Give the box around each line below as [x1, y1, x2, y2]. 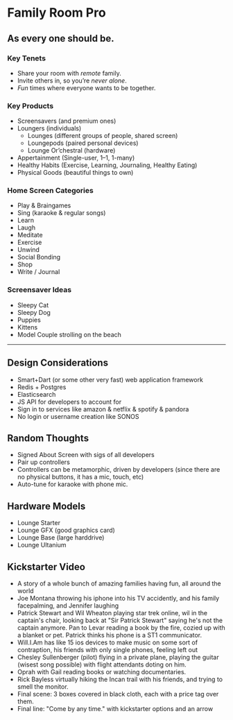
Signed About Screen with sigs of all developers [17, 451, 155, 459]
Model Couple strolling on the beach [17, 330, 121, 338]
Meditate [17, 231, 43, 239]
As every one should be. [7, 33, 114, 44]
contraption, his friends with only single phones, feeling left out [17, 646, 198, 654]
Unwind [17, 246, 40, 254]
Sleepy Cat [17, 300, 49, 309]
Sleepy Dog [17, 308, 51, 316]
